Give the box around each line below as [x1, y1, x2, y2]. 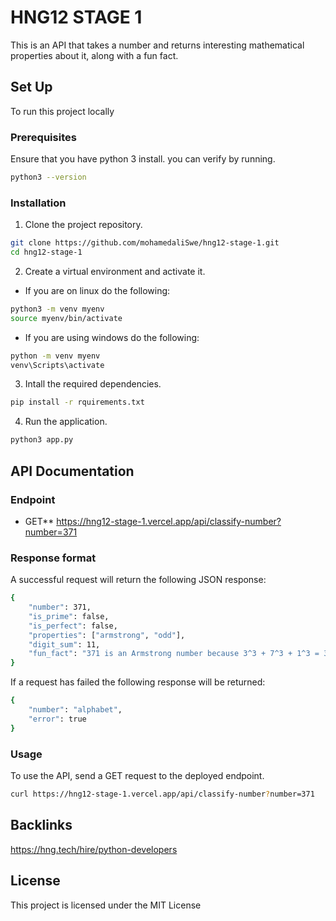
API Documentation [10, 462, 135, 480]
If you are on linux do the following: [24, 284, 171, 296]
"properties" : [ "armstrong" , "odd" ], [28, 630, 186, 640]
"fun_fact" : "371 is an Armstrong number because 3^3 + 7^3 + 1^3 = [28, 649, 320, 659]
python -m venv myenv [10, 351, 101, 361]
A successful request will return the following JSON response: [10, 574, 267, 586]
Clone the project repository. [24, 219, 143, 231]
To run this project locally [10, 105, 115, 117]
